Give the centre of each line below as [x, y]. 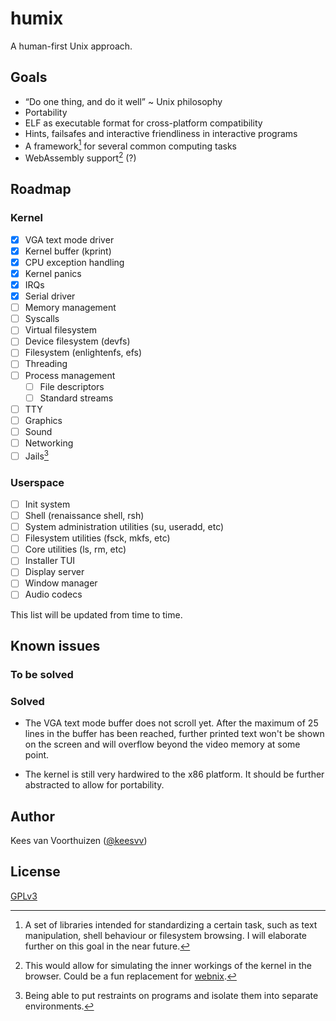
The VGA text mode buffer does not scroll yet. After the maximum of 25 [171, 723]
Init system [47, 504]
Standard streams [76, 398]
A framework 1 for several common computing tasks [130, 145]
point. [37, 755]
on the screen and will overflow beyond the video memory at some [162, 744]
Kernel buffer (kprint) [68, 251]
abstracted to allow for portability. [94, 785]
